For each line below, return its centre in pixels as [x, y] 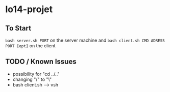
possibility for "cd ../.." [36, 74]
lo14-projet [29, 9]
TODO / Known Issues [41, 62]
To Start [18, 28]
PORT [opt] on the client [30, 46]
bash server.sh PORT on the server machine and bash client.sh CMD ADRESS [85, 40]
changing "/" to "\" [32, 79]
